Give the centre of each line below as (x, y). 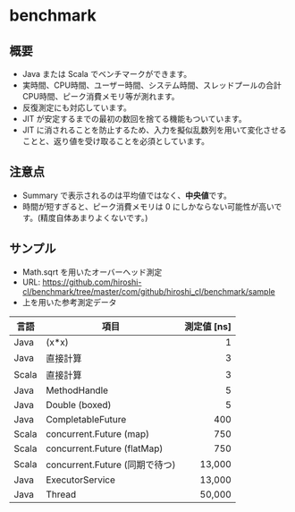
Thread (61, 494)
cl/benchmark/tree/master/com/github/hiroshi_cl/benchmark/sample (148, 291)
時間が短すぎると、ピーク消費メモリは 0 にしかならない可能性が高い (148, 206)
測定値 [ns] (208, 326)
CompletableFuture (86, 419)
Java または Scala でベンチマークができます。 (107, 74)
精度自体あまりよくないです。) (94, 218)
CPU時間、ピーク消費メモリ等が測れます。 (101, 96)
